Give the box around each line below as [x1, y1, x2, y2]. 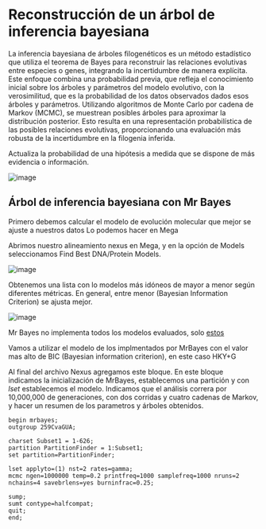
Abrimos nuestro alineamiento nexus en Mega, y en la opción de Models [8, 240, 245, 250]
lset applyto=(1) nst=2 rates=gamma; [8, 465, 133, 473]
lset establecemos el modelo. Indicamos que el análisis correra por [8, 383, 228, 393]
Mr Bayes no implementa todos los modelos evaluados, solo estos [8, 328, 225, 337]
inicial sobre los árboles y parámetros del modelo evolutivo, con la [8, 82, 225, 92]
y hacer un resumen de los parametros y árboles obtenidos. [8, 400, 204, 410]
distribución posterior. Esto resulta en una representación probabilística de [8, 116, 253, 126]
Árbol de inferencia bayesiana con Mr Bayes [8, 196, 232, 209]
